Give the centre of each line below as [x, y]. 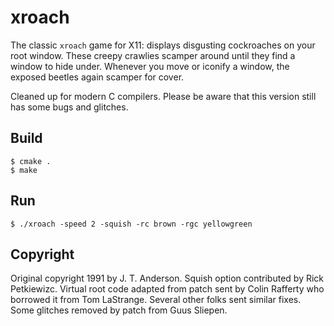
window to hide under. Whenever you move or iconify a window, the [150, 66]
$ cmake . [31, 161]
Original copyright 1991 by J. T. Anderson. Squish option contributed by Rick [167, 278]
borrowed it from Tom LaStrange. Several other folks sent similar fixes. [156, 300]
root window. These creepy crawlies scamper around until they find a [153, 55]
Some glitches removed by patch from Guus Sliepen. [119, 310]
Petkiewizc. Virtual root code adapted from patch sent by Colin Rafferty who [167, 289]
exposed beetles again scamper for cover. [97, 77]
